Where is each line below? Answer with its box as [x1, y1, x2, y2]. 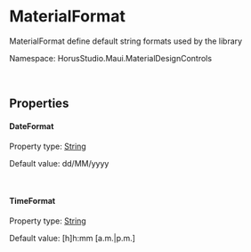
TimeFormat [9, 196, 56, 207]
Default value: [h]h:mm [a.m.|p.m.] [9, 232, 136, 243]
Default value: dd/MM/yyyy [9, 158, 109, 168]
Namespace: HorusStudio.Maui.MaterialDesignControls [9, 53, 212, 63]
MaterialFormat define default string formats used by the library [9, 36, 243, 46]
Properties [9, 96, 69, 111]
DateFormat [9, 120, 54, 131]
